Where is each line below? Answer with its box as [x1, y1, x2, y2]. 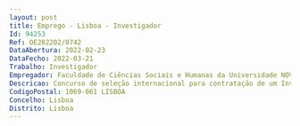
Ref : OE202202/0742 [9, 37, 82, 47]
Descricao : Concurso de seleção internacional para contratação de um [9, 79, 278, 88]
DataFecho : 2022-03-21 [9, 54, 94, 63]
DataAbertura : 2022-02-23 [9, 46, 105, 55]
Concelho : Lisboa [9, 95, 74, 105]
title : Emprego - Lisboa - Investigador [9, 21, 162, 30]
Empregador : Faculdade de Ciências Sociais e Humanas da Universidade [9, 71, 278, 80]
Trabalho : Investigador [9, 63, 98, 72]
